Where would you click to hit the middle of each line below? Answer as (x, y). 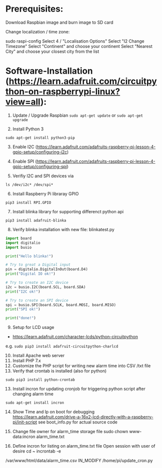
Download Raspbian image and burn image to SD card (59, 22)
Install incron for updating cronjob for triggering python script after (79, 389)
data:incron (24, 437)
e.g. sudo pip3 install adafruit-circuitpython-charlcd (62, 346)
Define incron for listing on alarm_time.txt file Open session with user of (84, 446)
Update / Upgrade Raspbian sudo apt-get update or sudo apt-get (78, 115)
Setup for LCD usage (33, 328)
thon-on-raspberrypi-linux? (63, 92)
